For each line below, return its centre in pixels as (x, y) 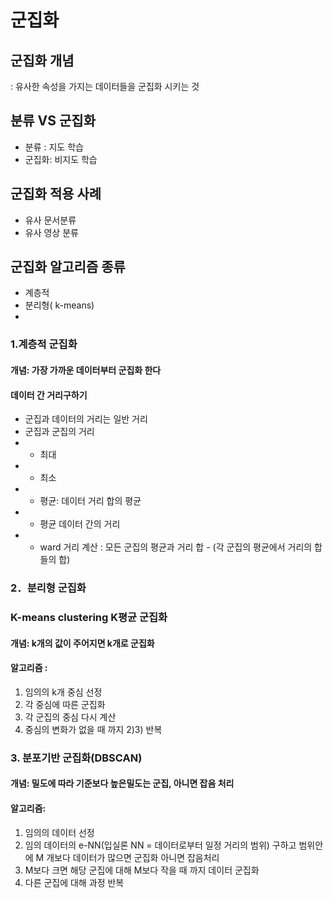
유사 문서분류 (50, 220)
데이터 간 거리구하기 (49, 395)
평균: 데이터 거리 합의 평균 (90, 501)
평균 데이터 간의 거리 (80, 524)
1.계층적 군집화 (44, 344)
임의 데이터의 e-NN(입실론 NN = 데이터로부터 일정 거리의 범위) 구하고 (160, 845)
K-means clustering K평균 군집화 (89, 617)
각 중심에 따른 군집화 (65, 704)
